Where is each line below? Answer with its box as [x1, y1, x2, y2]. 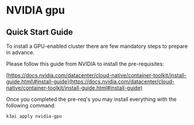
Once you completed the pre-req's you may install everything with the [6, 96, 177, 103]
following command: [6, 102, 56, 109]
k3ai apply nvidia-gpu [6, 113, 62, 119]
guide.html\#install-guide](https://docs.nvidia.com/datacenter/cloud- [6, 78, 174, 85]
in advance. [6, 49, 35, 56]
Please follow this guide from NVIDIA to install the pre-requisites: [6, 60, 164, 67]
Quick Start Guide [6, 27, 73, 37]
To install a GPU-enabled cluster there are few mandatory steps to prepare [6, 42, 188, 50]
